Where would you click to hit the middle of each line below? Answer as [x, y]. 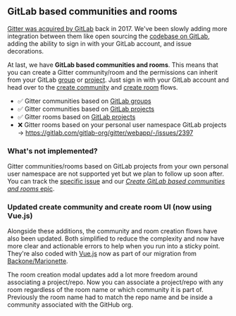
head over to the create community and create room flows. [93, 87]
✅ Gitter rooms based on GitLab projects [76, 116]
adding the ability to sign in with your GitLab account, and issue [99, 43]
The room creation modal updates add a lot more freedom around [103, 275]
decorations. [26, 51]
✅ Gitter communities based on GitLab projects [86, 109]
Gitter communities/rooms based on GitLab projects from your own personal [118, 166]
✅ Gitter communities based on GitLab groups [84, 101]
